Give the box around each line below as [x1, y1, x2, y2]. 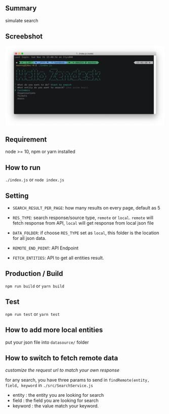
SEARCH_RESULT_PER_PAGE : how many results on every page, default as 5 [12, 205, 160, 211]
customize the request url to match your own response [5, 367, 120, 374]
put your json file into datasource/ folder [5, 339, 89, 345]
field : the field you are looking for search [12, 397, 99, 404]
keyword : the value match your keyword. [12, 403, 99, 409]
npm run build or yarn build [5, 283, 65, 289]
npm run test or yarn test [5, 311, 60, 317]
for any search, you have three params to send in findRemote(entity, [5, 377, 150, 383]
